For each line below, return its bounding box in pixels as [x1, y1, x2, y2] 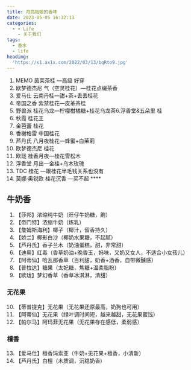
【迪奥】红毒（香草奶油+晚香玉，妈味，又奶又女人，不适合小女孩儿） [15, 249, 189, 257]
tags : [7, 37, 20, 43]
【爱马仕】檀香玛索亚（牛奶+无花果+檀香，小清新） [15, 349, 145, 357]
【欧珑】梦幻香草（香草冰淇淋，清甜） [15, 272, 111, 279]
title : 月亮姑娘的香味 [7, 8, 58, 15]
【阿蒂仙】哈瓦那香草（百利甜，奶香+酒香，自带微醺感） [15, 257, 157, 264]
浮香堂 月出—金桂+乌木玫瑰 [15, 159, 84, 167]
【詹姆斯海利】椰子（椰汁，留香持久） [15, 226, 111, 234]
